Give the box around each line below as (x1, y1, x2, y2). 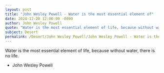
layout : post (5, 7, 32, 12)
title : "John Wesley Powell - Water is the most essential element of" (5, 12, 154, 17)
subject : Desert (5, 30, 38, 35)
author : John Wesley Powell (5, 20, 62, 26)
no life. (5, 53, 19, 58)
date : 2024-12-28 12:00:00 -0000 (5, 16, 73, 21)
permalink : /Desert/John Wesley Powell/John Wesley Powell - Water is (5, 35, 152, 39)
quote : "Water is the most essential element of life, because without (5, 25, 154, 30)
